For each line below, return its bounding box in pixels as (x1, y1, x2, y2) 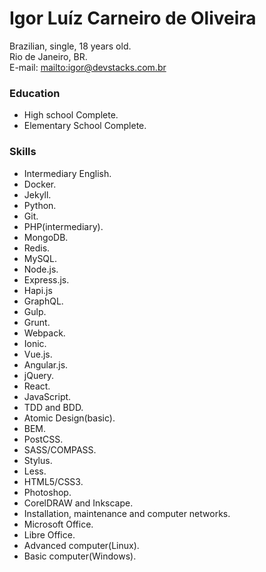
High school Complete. (23, 109, 119, 121)
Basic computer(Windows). (23, 550, 137, 562)
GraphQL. (23, 295, 64, 307)
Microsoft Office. (23, 518, 94, 530)
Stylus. (23, 454, 53, 466)
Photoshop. (23, 486, 72, 498)
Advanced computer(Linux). (23, 539, 140, 551)
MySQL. (23, 252, 58, 264)
